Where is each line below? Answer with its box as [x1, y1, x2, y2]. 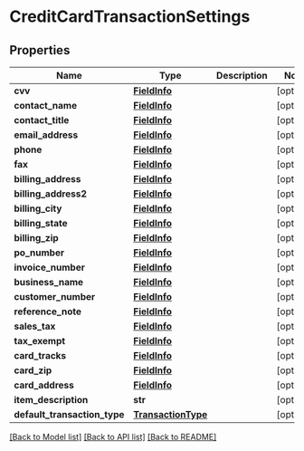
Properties [9, 43, 71, 58]
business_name [14, 276, 84, 288]
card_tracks [14, 350, 67, 361]
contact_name [14, 100, 78, 111]
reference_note [14, 305, 81, 318]
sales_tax [14, 320, 56, 332]
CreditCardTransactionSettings [9, 6, 251, 27]
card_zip [14, 364, 52, 377]
